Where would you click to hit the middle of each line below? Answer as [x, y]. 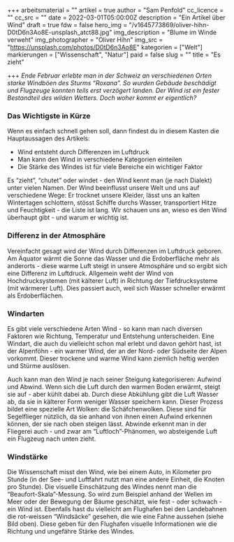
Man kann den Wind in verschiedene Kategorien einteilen [100, 159]
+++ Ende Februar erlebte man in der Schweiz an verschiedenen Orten [109, 75]
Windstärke [28, 457]
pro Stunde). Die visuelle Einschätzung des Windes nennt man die [102, 487]
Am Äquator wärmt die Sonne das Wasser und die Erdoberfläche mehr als [114, 258]
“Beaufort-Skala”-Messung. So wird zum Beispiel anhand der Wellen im [110, 495]
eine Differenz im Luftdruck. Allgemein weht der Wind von [90, 273]
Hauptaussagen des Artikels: [49, 138]
